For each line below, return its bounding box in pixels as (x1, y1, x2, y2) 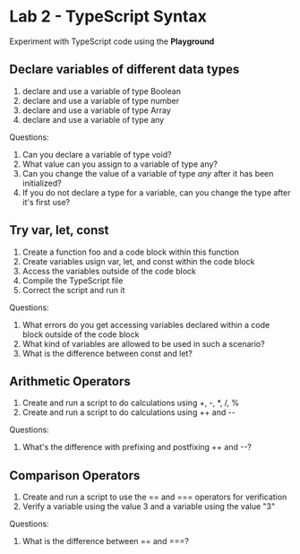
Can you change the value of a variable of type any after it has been (21, 168, 274, 178)
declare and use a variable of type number (21, 95, 180, 106)
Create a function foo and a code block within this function (21, 247, 240, 257)
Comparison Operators (9, 468, 141, 483)
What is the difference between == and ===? (21, 536, 190, 547)
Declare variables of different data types (9, 62, 240, 77)
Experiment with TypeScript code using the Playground (9, 36, 215, 47)
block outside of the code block (21, 329, 140, 340)
